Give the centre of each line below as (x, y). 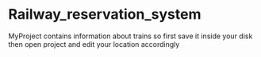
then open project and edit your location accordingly (94, 44)
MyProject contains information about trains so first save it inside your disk (130, 36)
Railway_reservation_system (105, 14)
